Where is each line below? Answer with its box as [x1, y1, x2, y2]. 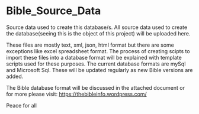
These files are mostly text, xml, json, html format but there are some [6, 41, 175, 48]
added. [6, 73, 24, 80]
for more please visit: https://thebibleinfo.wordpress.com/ [6, 90, 147, 97]
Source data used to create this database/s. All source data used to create [6, 24, 188, 31]
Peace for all [6, 102, 37, 109]
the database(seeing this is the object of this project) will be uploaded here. [6, 30, 191, 37]
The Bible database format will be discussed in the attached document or [6, 84, 185, 91]
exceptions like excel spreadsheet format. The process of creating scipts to [6, 47, 191, 54]
